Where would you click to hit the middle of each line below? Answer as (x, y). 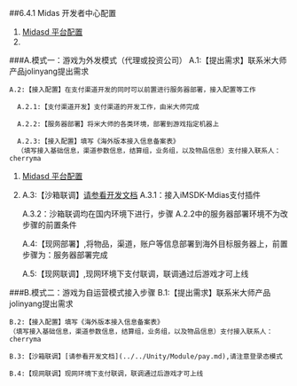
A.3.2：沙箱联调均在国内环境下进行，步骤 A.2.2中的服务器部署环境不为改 (155, 214)
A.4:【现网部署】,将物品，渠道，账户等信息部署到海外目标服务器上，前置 (155, 244)
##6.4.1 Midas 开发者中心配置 (63, 13)
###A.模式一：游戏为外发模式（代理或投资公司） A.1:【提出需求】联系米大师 (148, 60)
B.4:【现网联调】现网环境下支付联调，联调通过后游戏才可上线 (106, 374)
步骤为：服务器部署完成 (65, 255)
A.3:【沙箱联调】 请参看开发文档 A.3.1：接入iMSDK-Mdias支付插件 (141, 195)
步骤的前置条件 (49, 225)
